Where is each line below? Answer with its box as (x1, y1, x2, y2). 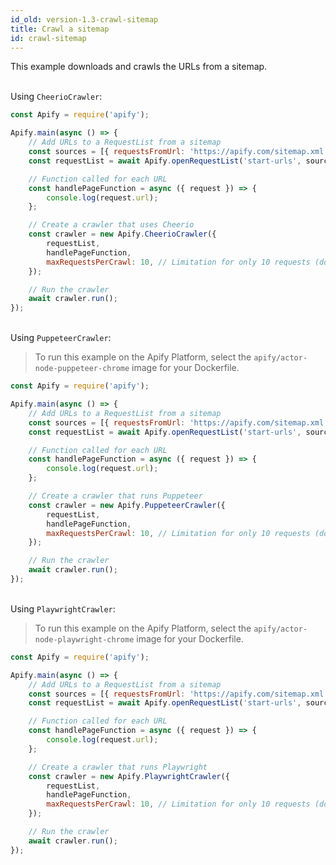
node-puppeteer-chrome (34, 364, 130, 374)
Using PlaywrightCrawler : (10, 602, 116, 615)
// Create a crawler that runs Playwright (28, 762, 208, 772)
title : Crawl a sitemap (10, 24, 110, 34)
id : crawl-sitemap (10, 33, 87, 43)
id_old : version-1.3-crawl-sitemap (10, 14, 159, 25)
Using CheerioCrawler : (10, 91, 103, 103)
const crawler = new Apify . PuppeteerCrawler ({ (28, 500, 226, 510)
